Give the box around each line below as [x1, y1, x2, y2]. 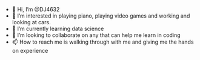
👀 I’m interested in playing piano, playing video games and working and [12, 12, 190, 19]
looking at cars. [12, 19, 51, 25]
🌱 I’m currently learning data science [12, 25, 104, 32]
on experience [12, 47, 48, 54]
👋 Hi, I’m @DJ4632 [12, 6, 60, 13]
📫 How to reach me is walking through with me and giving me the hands [12, 38, 194, 45]
